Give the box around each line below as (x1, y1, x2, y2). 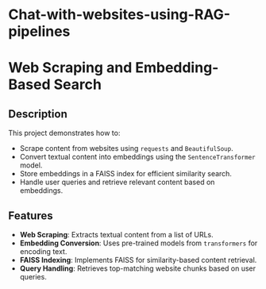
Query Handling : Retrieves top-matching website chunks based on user (19, 264, 256, 273)
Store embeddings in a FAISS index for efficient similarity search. (19, 169, 233, 179)
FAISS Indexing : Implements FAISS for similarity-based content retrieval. (19, 256, 257, 264)
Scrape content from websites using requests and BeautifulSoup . (19, 144, 233, 153)
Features (8, 209, 53, 222)
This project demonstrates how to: (8, 129, 121, 138)
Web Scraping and (8, 59, 133, 77)
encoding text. (19, 247, 67, 256)
